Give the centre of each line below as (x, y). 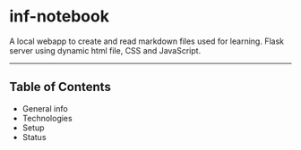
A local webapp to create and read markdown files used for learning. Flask (147, 41)
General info (45, 108)
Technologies (47, 118)
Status (34, 137)
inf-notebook (60, 17)
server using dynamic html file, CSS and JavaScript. (105, 50)
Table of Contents (60, 87)
